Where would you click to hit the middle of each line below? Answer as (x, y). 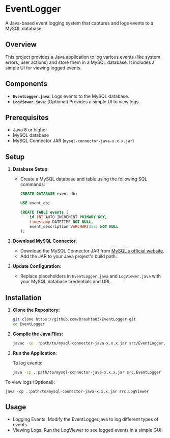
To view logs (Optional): (30, 382)
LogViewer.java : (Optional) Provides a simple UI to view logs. (76, 101)
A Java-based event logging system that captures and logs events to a (79, 23)
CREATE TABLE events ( (44, 212)
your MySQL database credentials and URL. (66, 282)
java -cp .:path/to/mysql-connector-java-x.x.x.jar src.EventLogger (87, 372)
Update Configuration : (37, 266)
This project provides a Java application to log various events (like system (83, 57)
